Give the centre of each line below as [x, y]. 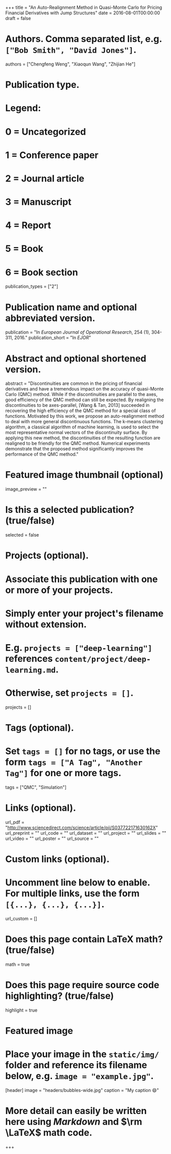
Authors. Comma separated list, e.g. [84, 39]
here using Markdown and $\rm [74, 1122]
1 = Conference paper [52, 155]
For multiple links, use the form [72, 893]
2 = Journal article [45, 178]
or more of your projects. [59, 590]
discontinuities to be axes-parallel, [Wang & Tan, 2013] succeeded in [77, 405]
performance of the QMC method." [42, 454]
